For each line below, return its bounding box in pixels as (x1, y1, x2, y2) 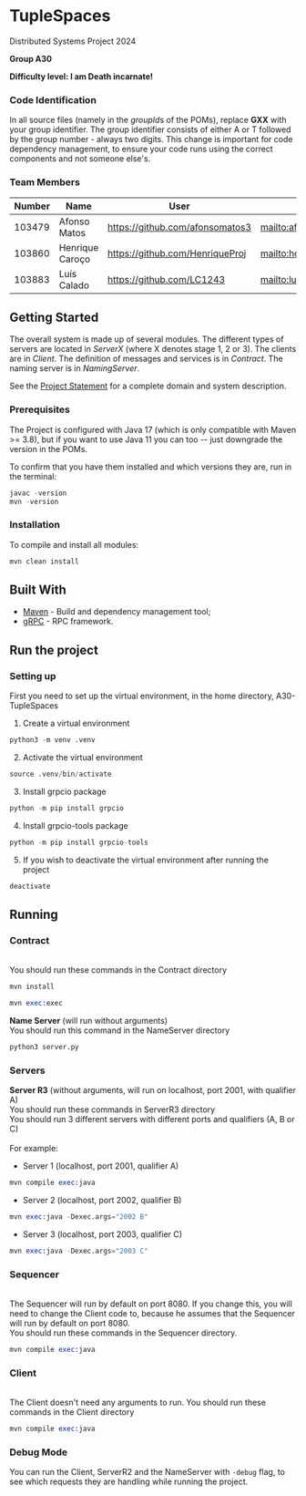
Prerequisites (9, 403, 70, 416)
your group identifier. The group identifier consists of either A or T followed (9, 124, 291, 135)
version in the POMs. (9, 443, 88, 454)
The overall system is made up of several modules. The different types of (9, 334, 284, 345)
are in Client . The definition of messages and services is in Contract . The (9, 353, 284, 365)
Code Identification (9, 93, 97, 106)
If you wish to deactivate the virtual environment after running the (22, 854, 269, 865)
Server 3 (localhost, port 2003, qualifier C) (22, 1228, 183, 1240)
